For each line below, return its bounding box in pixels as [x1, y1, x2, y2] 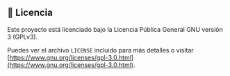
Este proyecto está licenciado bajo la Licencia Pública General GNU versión [7, 25, 224, 33]
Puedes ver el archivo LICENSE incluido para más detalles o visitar [7, 46, 194, 54]
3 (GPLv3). [7, 32, 38, 41]
